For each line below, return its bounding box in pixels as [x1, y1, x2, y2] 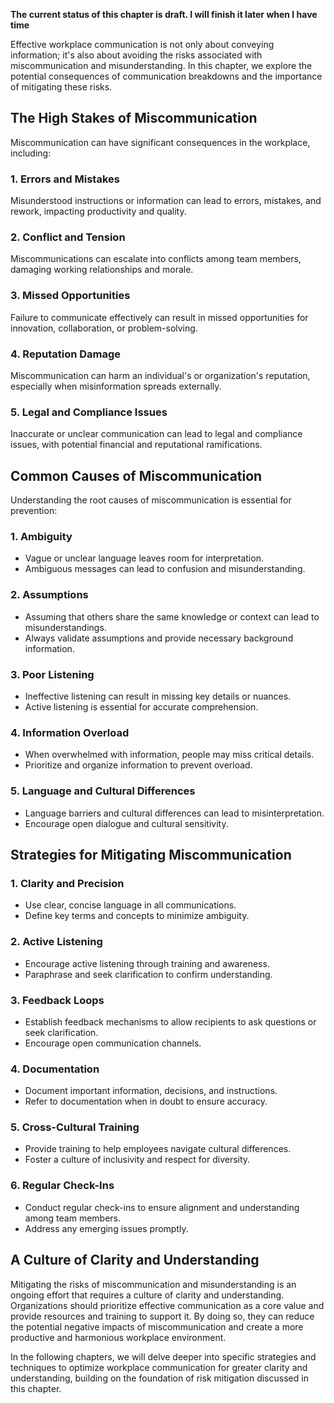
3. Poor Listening [10, 667, 95, 681]
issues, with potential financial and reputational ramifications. [10, 439, 263, 451]
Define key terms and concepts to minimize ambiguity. [24, 910, 250, 922]
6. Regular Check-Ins [10, 1179, 115, 1193]
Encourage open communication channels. [24, 1037, 202, 1049]
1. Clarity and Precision [10, 876, 125, 890]
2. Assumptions [10, 588, 89, 602]
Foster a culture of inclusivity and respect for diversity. [24, 1154, 251, 1166]
